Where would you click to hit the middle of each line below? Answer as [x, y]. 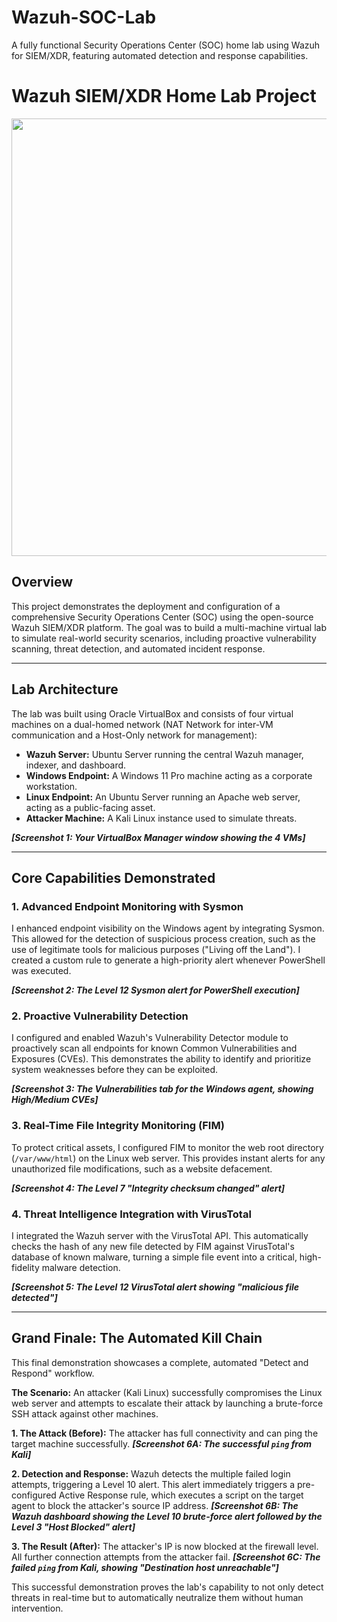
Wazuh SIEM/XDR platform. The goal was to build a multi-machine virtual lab [169, 627]
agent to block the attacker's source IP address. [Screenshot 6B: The [155, 1505]
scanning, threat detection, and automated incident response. [138, 648]
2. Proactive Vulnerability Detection [100, 1016]
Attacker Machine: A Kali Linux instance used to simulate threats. [161, 818]
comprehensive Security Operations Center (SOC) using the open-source [162, 617]
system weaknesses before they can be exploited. [115, 1070]
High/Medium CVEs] [55, 1100]
